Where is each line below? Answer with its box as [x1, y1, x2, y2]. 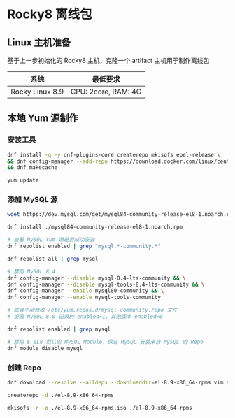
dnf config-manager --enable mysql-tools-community [7, 294, 161, 301]
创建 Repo [7, 363, 42, 373]
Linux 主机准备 [7, 36, 71, 48]
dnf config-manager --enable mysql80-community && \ [7, 287, 164, 294]
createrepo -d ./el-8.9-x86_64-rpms [7, 391, 114, 398]
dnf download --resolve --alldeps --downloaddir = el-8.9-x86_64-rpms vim [7, 379, 224, 386]
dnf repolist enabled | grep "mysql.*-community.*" [7, 243, 161, 250]
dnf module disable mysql [7, 345, 83, 352]
